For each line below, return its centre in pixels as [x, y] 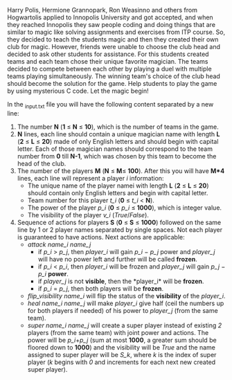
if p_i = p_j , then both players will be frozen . [101, 288]
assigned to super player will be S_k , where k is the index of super [122, 354]
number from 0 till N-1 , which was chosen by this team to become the [117, 156]
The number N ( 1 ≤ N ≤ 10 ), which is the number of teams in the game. [118, 127]
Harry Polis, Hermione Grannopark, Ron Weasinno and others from [102, 10]
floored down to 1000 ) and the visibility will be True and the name [122, 347]
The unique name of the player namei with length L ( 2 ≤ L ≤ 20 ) [118, 186]
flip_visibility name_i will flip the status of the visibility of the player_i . [126, 296]
